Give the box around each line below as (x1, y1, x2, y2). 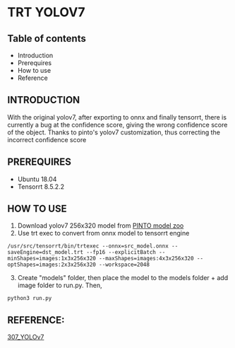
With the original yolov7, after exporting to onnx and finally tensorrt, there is (7, 112, 227, 121)
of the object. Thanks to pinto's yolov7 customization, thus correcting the (7, 128, 221, 137)
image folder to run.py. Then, (17, 281, 102, 290)
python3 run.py (7, 295, 52, 302)
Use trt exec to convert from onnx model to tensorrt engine (17, 229, 190, 238)
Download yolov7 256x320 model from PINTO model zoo (17, 221, 184, 230)
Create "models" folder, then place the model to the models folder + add (17, 274, 228, 282)
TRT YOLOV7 (7, 4, 85, 21)
